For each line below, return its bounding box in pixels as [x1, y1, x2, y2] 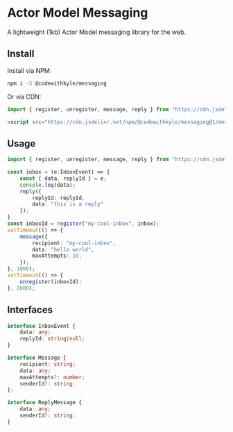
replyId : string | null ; [19, 335, 85, 342]
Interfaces [7, 304, 53, 316]
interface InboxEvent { [7, 322, 76, 329]
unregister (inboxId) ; [19, 278, 82, 285]
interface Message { [7, 354, 67, 361]
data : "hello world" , [32, 246, 95, 253]
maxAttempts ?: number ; [19, 374, 85, 381]
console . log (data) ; [19, 181, 76, 188]
